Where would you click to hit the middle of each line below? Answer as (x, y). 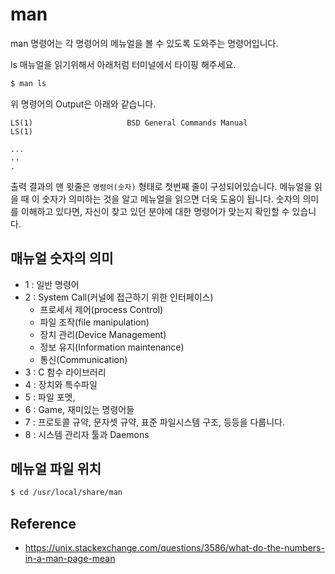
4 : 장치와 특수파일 (61, 384)
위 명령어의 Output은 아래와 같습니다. (83, 104)
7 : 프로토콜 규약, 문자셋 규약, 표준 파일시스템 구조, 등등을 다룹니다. (155, 422)
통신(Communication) (83, 359)
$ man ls (28, 83)
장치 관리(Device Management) (103, 334)
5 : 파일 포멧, (50, 397)
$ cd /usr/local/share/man (66, 493)
